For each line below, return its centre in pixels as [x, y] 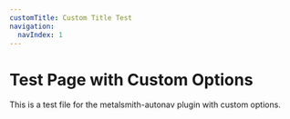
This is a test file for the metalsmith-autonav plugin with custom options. [145, 104]
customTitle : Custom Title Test [71, 18]
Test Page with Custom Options [131, 79]
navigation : [32, 26]
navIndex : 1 [41, 35]
